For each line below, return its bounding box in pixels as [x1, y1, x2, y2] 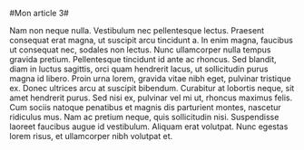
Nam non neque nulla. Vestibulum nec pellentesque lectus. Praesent [9, 25, 265, 35]
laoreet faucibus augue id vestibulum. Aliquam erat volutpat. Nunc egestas [9, 121, 289, 132]
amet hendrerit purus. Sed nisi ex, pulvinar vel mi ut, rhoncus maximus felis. [9, 92, 293, 103]
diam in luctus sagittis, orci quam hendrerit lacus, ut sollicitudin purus [9, 63, 269, 74]
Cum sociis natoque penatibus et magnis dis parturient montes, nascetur [9, 102, 281, 112]
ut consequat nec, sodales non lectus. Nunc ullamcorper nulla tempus [9, 44, 271, 55]
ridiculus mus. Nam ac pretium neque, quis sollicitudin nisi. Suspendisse [9, 112, 279, 122]
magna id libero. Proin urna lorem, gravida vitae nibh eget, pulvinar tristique [9, 73, 292, 84]
